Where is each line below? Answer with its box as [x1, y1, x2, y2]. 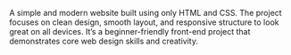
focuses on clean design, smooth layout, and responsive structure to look [9, 17, 279, 27]
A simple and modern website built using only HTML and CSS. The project [9, 8, 283, 18]
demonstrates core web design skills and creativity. [9, 35, 199, 46]
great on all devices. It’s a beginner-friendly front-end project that [9, 27, 251, 36]
